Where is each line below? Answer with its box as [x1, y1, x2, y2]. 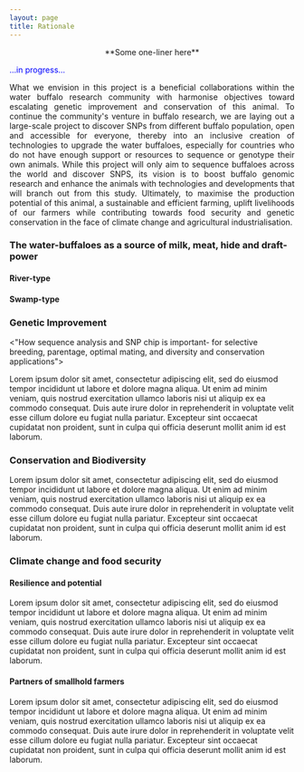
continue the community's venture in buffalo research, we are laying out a [9, 111, 295, 121]
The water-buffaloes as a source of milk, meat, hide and [9, 239, 260, 252]
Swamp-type [9, 294, 61, 304]
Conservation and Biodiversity [9, 454, 147, 467]
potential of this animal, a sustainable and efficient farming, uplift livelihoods [9, 197, 295, 208]
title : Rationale [9, 22, 75, 31]
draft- [261, 239, 288, 252]
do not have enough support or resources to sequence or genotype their [9, 149, 295, 159]
